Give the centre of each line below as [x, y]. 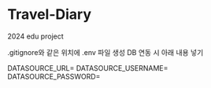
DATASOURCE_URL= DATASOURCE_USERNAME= [88, 68]
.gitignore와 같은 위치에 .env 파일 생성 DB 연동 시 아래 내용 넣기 [105, 52]
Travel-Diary [50, 15]
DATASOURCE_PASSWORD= [54, 76]
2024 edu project [35, 36]
